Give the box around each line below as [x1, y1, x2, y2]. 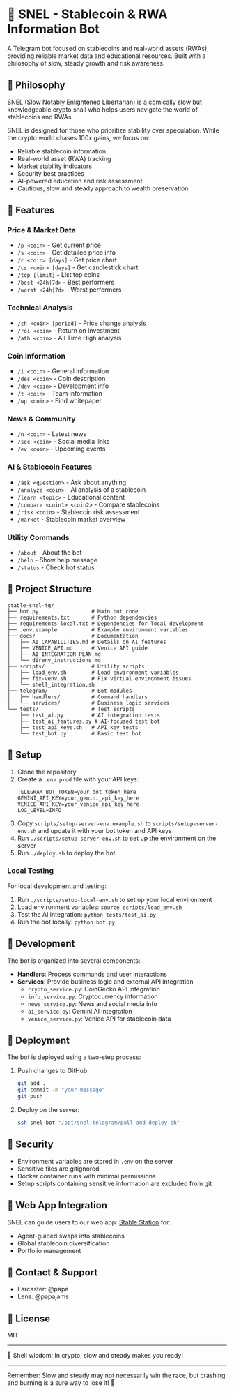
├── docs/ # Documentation [7, 632, 139, 639]
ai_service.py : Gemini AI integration [27, 1007, 132, 1015]
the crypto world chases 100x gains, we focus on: [7, 133, 150, 142]
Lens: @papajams [17, 1292, 70, 1301]
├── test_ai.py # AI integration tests [19, 712, 160, 719]
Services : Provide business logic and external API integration [17, 977, 194, 986]
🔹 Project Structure [7, 583, 92, 595]
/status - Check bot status [17, 563, 95, 571]
